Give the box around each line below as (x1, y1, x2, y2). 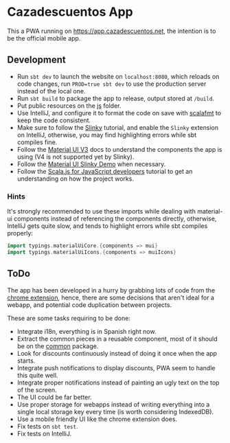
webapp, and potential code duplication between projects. (7, 300, 172, 309)
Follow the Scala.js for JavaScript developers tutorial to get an (16, 167, 193, 175)
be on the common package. (16, 341, 99, 350)
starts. (16, 356, 36, 365)
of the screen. (16, 385, 57, 394)
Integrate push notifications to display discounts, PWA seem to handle (16, 363, 216, 372)
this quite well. (16, 371, 58, 379)
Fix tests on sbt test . (16, 422, 78, 430)
